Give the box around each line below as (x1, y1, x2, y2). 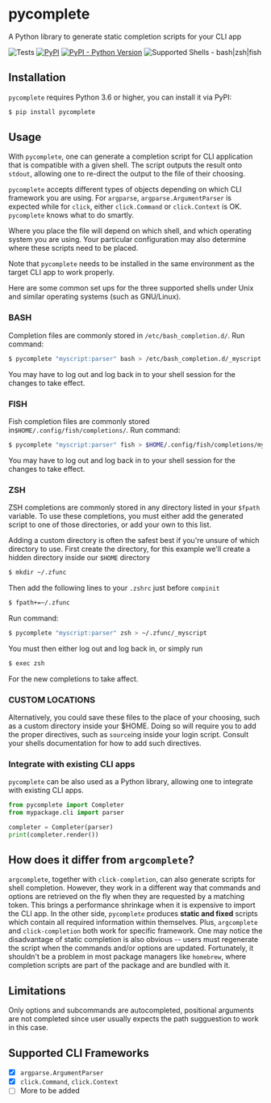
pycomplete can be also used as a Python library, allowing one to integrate (8, 777, 253, 787)
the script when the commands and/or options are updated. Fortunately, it (8, 944, 254, 953)
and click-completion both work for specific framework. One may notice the (8, 926, 263, 935)
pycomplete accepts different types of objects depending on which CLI (8, 185, 242, 194)
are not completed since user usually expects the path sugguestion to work (8, 1014, 259, 1024)
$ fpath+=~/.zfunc (8, 598, 70, 607)
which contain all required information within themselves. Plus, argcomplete (8, 918, 258, 927)
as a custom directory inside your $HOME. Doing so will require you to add (8, 721, 256, 731)
